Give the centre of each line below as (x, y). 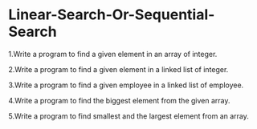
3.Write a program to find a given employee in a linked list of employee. (126, 85)
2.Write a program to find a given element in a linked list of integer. (118, 69)
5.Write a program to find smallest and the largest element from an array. (128, 116)
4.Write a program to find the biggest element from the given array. (119, 100)
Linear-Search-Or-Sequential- (112, 15)
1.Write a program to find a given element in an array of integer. (113, 54)
